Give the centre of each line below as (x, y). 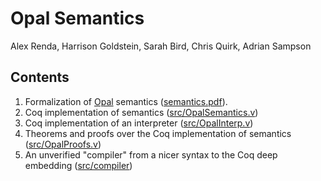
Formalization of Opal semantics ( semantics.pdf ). (126, 101)
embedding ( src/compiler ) (78, 165)
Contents (40, 77)
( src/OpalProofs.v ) (63, 144)
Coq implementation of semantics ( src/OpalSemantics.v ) (141, 112)
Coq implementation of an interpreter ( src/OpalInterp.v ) (139, 123)
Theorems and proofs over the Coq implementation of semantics (158, 133)
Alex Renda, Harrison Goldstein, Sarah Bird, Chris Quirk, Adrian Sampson (161, 46)
